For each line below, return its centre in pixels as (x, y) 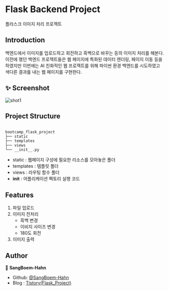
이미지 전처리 (25, 214)
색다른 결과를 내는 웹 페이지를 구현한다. (44, 72)
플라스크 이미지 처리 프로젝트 (34, 24)
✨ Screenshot (27, 88)
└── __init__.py (22, 150)
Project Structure (33, 116)
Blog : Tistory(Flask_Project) (42, 283)
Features (19, 195)
